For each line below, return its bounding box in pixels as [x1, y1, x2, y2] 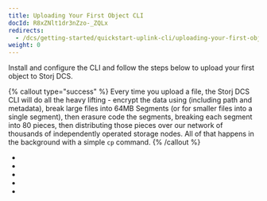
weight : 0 [8, 41, 41, 49]
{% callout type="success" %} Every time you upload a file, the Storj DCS [8, 87, 250, 96]
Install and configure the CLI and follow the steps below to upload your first [8, 63, 255, 72]
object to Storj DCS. [8, 72, 73, 81]
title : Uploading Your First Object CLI [8, 11, 145, 20]
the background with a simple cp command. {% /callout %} [8, 137, 201, 147]
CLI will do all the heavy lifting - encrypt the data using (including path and [8, 95, 253, 105]
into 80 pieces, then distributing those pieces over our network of [8, 121, 223, 130]
